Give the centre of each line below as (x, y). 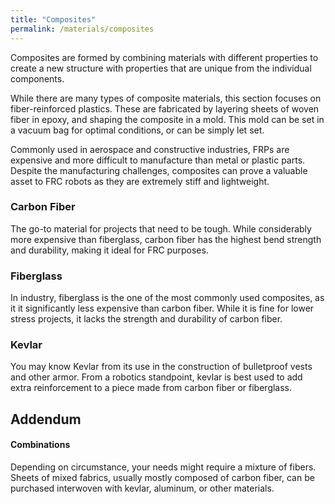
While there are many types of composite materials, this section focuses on (166, 98)
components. (37, 78)
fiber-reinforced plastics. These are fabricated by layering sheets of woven (165, 108)
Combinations (40, 445)
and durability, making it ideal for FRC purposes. (109, 250)
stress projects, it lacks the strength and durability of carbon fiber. (146, 319)
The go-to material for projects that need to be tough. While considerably (161, 228)
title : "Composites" (53, 19)
